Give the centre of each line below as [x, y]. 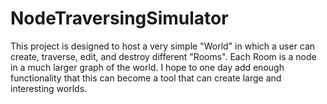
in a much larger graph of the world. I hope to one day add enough [147, 67]
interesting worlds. [49, 88]
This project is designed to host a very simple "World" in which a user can [163, 46]
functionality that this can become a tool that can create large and [146, 78]
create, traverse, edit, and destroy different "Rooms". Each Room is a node [163, 56]
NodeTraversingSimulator [119, 18]
